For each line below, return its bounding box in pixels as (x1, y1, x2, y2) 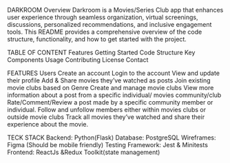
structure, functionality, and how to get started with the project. (7, 35, 187, 43)
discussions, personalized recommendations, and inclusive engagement (7, 21, 212, 28)
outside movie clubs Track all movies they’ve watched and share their (7, 113, 205, 121)
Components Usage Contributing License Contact (7, 56, 149, 64)
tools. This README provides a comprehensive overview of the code (7, 28, 202, 36)
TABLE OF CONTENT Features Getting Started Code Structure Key (7, 48, 196, 56)
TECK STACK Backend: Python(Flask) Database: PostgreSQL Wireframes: (7, 133, 216, 142)
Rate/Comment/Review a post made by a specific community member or (7, 98, 213, 106)
